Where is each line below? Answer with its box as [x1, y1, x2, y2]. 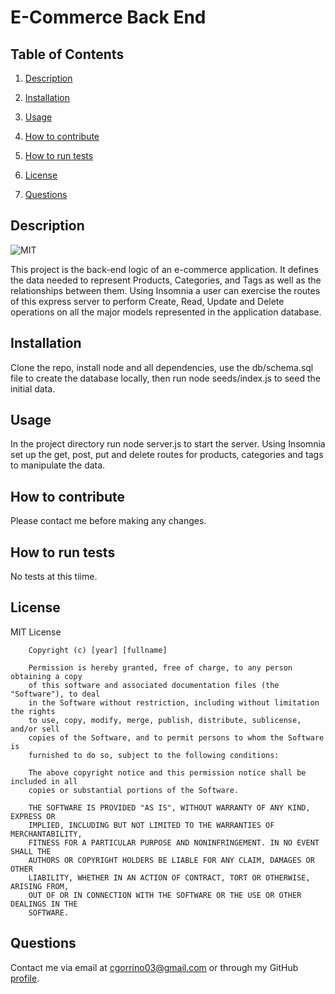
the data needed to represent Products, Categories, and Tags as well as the [10, 274, 322, 286]
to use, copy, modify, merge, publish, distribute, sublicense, [28, 715, 302, 725]
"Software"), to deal [10, 689, 101, 699]
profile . [10, 972, 40, 984]
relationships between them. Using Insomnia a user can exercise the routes [10, 284, 321, 296]
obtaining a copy [10, 671, 83, 681]
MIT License [10, 626, 62, 638]
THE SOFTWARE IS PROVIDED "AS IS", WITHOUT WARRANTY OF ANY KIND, [28, 802, 311, 813]
